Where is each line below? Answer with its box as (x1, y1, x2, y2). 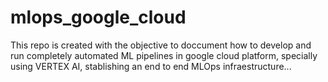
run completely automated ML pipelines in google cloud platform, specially (10, 49, 318, 61)
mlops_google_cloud (10, 6, 187, 29)
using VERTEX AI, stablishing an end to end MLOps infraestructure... (10, 60, 292, 72)
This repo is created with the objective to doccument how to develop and (10, 39, 312, 51)
